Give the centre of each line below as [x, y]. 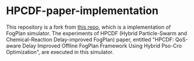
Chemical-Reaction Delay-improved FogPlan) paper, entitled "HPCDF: [90, 39]
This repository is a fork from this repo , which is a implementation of [89, 27]
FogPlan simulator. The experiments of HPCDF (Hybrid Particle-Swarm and [97, 33]
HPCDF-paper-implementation [82, 11]
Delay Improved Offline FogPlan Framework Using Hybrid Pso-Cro [102, 46]
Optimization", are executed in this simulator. [60, 52]
